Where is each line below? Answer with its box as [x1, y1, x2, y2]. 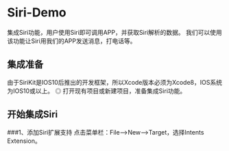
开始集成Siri [7, 109, 58, 120]
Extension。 [7, 137, 41, 145]
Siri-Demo [7, 5, 67, 20]
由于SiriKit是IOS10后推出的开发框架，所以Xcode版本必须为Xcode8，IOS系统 [7, 78, 223, 86]
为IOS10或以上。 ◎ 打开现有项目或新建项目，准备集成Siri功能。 [7, 87, 186, 95]
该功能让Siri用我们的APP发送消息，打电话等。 [7, 36, 136, 45]
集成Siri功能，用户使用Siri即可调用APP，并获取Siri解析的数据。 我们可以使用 [7, 28, 222, 36]
